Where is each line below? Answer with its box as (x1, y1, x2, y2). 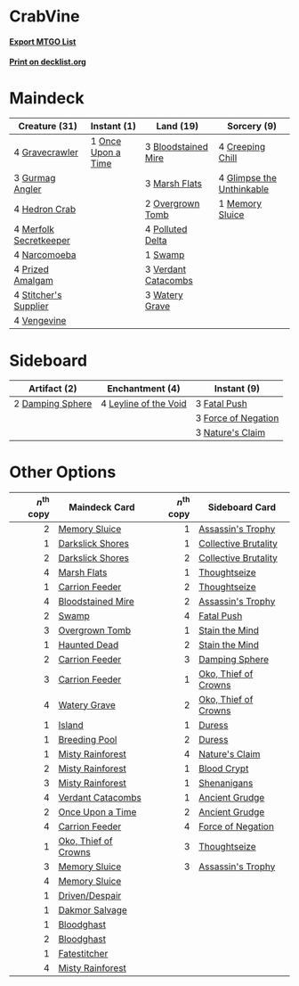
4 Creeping (218, 141, 265, 153)
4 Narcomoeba (13, 249, 77, 261)
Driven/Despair (58, 889, 122, 901)
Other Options (9, 462, 117, 482)
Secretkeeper (13, 234, 71, 247)
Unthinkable (218, 183, 270, 195)
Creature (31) (18, 120, 78, 133)
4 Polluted (144, 223, 188, 235)
